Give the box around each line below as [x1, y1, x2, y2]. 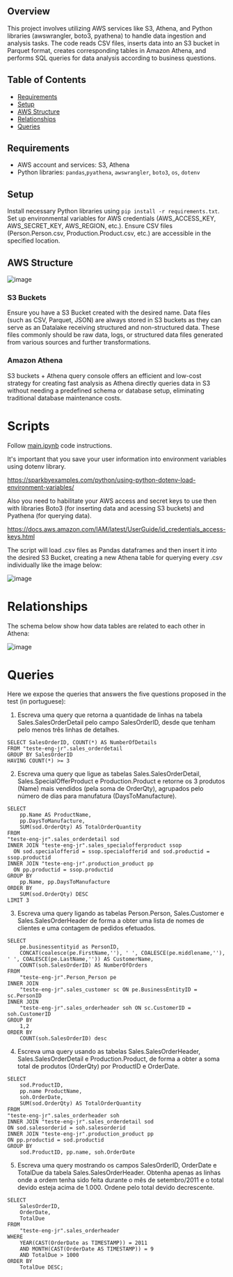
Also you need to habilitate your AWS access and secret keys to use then [7, 497, 217, 505]
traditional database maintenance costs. [7, 393, 122, 402]
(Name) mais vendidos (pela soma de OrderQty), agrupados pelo [17, 785, 204, 793]
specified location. [7, 236, 61, 245]
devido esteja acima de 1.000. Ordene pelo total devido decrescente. [17, 1184, 215, 1192]
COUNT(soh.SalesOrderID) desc [19, 1035, 108, 1042]
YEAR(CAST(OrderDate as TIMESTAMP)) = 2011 [19, 1239, 148, 1247]
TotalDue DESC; [19, 1264, 64, 1271]
